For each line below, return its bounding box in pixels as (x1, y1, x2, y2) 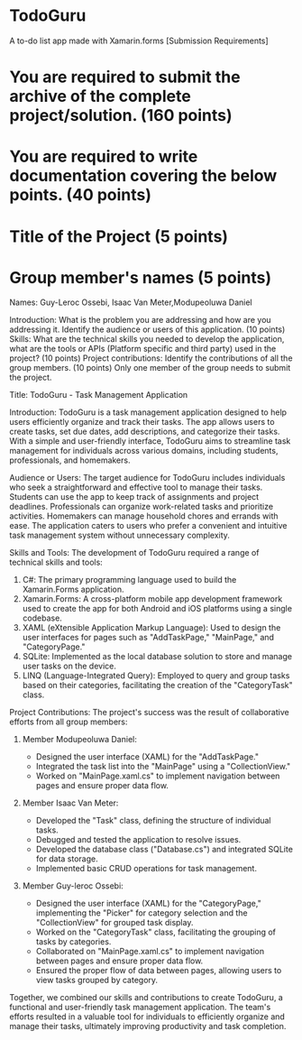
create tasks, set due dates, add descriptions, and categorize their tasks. (9, 426, 280, 437)
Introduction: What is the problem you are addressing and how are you (9, 315, 272, 326)
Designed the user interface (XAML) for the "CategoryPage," (35, 898, 261, 909)
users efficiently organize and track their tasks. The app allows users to (9, 417, 275, 428)
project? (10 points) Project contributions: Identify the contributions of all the (9, 353, 293, 364)
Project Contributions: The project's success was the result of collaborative (9, 707, 290, 718)
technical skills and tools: (9, 557, 104, 568)
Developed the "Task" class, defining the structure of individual (35, 815, 271, 826)
